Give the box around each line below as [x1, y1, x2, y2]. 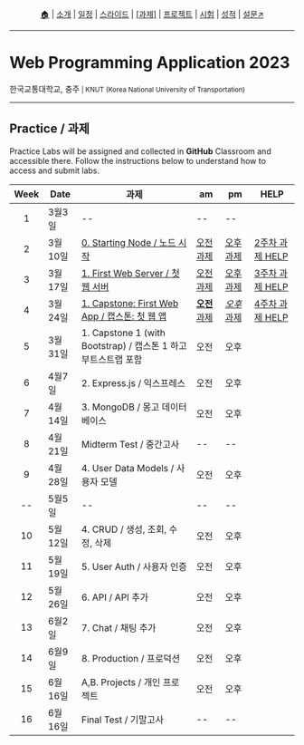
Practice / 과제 [9, 121, 90, 137]
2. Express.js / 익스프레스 [81, 376, 185, 389]
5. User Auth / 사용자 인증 [81, 560, 187, 573]
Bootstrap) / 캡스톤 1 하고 [81, 339, 187, 352]
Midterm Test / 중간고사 [81, 438, 179, 450]
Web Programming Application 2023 [9, 53, 290, 73]
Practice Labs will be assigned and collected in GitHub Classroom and [9, 145, 271, 157]
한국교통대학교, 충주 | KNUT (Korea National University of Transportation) [9, 83, 246, 94]
